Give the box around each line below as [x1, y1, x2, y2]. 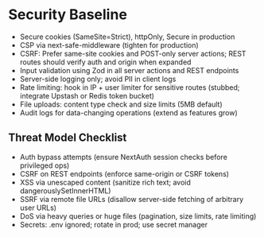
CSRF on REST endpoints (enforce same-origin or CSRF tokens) [19, 169, 229, 178]
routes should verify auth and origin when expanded [19, 57, 192, 67]
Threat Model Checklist [8, 131, 127, 145]
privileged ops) [19, 161, 70, 170]
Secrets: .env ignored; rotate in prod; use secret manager [19, 220, 208, 229]
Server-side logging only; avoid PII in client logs [19, 74, 177, 84]
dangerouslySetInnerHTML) [19, 185, 111, 196]
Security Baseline [8, 6, 127, 24]
